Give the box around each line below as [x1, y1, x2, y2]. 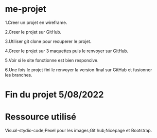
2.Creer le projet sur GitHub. [5, 29, 62, 35]
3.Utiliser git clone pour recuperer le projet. [5, 38, 91, 44]
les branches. [5, 72, 33, 78]
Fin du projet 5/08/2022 [5, 89, 104, 100]
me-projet [5, 3, 47, 15]
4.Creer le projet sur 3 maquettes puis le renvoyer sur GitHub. [5, 48, 129, 54]
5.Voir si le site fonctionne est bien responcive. [5, 57, 99, 63]
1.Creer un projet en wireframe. [5, 20, 67, 25]
